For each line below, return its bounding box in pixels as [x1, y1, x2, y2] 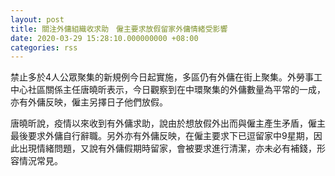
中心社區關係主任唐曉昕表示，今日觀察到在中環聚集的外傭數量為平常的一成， [10, 84, 326, 96]
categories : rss [10, 42, 78, 53]
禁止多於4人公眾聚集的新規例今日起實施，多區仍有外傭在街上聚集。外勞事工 [10, 71, 323, 83]
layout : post [10, 14, 65, 25]
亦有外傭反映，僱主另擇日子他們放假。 [10, 96, 168, 108]
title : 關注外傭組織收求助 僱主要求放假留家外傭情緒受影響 [10, 24, 228, 34]
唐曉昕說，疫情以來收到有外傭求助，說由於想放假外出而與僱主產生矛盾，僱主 [10, 117, 326, 130]
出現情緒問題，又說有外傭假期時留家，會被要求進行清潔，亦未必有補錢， [18, 142, 317, 155]
